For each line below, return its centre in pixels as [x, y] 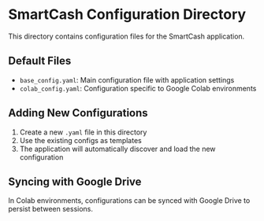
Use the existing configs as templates [80, 140]
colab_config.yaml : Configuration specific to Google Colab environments [138, 88]
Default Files [40, 61]
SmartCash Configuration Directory [127, 15]
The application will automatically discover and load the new [117, 149]
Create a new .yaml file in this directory [83, 132]
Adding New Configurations [78, 113]
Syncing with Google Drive [75, 181]
